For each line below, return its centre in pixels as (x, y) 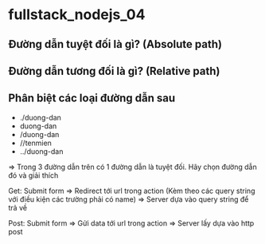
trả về (18, 207)
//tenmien (35, 143)
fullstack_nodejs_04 (77, 15)
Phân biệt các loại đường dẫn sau (92, 98)
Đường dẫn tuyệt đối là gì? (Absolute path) (115, 44)
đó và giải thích (33, 175)
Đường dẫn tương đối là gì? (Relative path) (114, 71)
